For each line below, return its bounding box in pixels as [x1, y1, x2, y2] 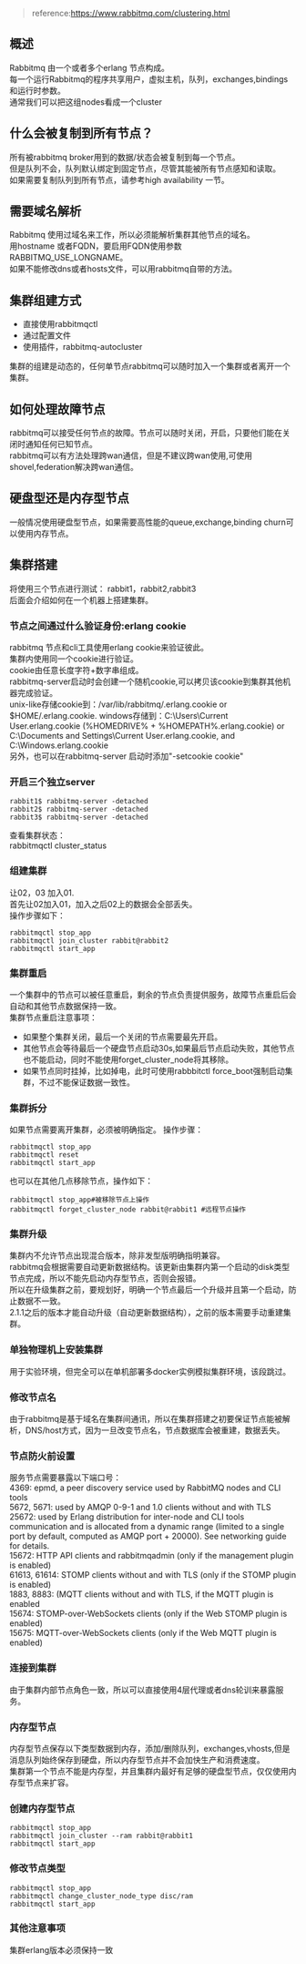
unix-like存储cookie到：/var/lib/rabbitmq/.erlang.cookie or [9, 699, 228, 710]
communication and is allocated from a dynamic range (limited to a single [9, 1521, 285, 1532]
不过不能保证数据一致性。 [38, 1077, 135, 1088]
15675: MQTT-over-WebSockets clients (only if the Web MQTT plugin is [9, 1628, 278, 1639]
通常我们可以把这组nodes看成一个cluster [9, 96, 162, 107]
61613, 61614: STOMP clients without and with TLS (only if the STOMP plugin [9, 1570, 297, 1580]
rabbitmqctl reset [9, 1151, 79, 1160]
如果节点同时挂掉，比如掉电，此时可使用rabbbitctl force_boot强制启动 [22, 1065, 285, 1076]
